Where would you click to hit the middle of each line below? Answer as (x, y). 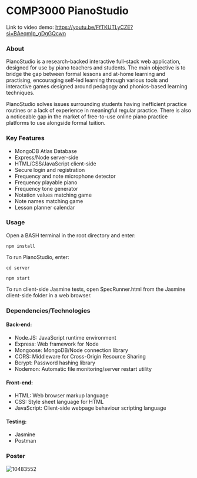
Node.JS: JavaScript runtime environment (65, 337)
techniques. (20, 93)
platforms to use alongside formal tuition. (56, 123)
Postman (25, 441)
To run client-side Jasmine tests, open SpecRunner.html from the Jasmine (96, 289)
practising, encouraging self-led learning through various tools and (87, 80)
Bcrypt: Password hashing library (55, 363)
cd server (18, 268)
